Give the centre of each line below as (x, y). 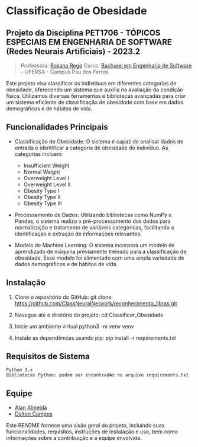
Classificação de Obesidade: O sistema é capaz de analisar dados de (99, 141)
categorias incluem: (39, 154)
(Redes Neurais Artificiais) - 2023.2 (73, 51)
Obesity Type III (43, 203)
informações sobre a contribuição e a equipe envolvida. (74, 438)
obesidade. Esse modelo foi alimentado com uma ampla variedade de (99, 258)
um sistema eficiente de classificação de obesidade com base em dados (95, 102)
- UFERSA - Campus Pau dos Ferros (65, 72)
